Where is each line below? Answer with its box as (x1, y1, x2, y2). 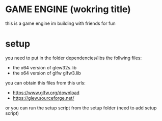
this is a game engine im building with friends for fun (5, 20, 116, 26)
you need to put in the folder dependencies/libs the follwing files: (5, 55, 142, 61)
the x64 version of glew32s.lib (12, 64, 77, 70)
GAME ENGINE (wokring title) (5, 4, 131, 15)
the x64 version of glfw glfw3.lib (12, 70, 82, 76)
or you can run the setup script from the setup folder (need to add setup (5, 105, 157, 111)
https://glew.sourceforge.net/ (12, 95, 74, 101)
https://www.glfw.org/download (12, 90, 80, 96)
